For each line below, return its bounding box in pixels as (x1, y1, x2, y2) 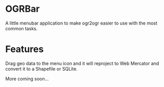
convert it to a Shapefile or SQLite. (5, 66, 78, 72)
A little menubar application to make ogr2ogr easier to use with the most (5, 20, 157, 26)
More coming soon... (5, 75, 49, 82)
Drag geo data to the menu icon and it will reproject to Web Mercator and (5, 60, 159, 67)
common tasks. (5, 25, 38, 31)
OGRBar (5, 3, 40, 15)
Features (5, 43, 44, 55)
